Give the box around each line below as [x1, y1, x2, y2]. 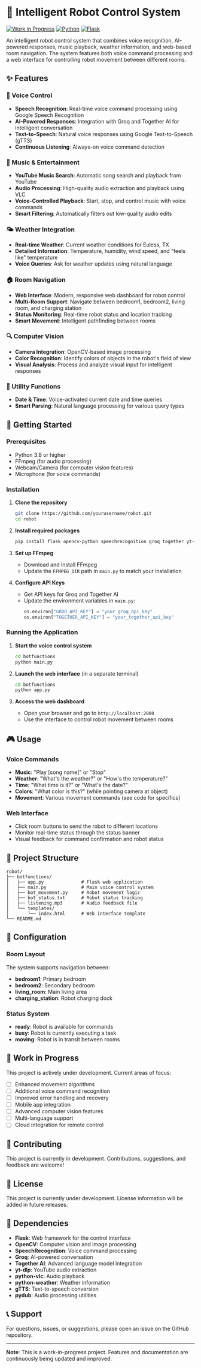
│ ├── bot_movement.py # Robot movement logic [6, 890, 141, 896]
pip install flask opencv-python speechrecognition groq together [14, 538, 184, 544]
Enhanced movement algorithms [14, 1080, 95, 1087]
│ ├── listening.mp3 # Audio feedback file [6, 900, 138, 906]
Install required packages [14, 527, 80, 534]
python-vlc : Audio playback [14, 1272, 85, 1279]
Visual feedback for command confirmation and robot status [14, 836, 164, 843]
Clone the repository [14, 499, 68, 506]
